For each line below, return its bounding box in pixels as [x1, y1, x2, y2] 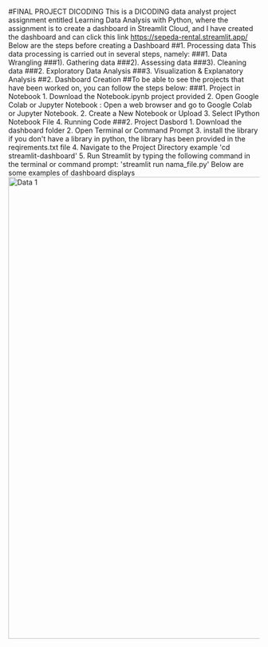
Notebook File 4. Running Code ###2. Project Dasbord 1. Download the [8, 117, 242, 126]
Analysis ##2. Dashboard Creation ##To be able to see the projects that [8, 75, 245, 84]
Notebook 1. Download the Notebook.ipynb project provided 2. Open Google [8, 92, 259, 101]
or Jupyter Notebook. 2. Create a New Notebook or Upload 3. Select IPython [8, 109, 260, 118]
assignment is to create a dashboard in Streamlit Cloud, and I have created [8, 24, 254, 33]
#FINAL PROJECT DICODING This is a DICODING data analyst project [8, 7, 237, 16]
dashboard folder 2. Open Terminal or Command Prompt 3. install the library [8, 125, 258, 135]
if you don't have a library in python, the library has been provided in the [8, 134, 246, 143]
